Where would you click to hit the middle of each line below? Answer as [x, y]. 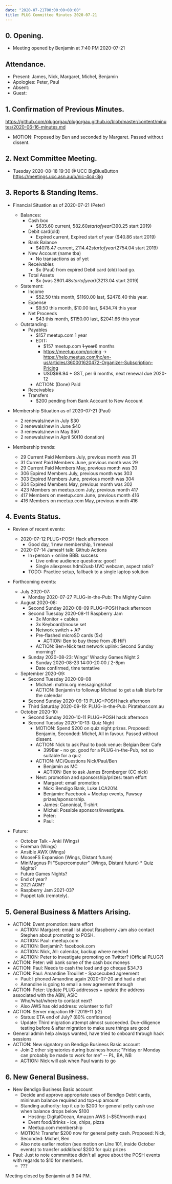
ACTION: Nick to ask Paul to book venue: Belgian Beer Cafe [98, 745]
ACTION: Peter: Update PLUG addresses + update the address [79, 990]
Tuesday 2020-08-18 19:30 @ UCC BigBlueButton [66, 171]
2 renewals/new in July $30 [50, 421]
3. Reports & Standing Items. [52, 193]
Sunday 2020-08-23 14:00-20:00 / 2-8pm [80, 663]
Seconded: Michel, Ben [45, 1139]
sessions [22, 1039]
